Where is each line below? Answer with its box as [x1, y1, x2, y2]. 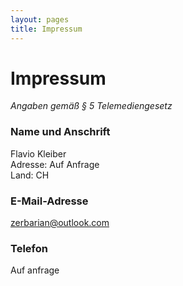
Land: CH [10, 169, 50, 181]
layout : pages [10, 14, 70, 25]
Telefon [10, 241, 48, 255]
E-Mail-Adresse [10, 194, 89, 208]
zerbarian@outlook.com [10, 217, 110, 229]
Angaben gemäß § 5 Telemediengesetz [10, 100, 173, 112]
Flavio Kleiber [10, 147, 67, 160]
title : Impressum [10, 24, 83, 34]
